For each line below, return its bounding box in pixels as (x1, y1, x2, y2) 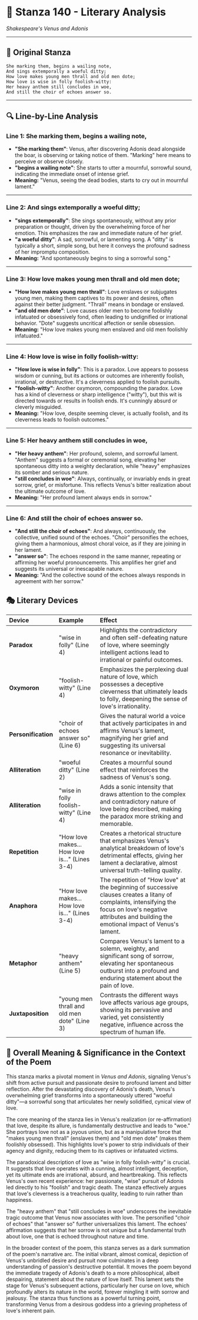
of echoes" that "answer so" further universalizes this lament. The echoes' (6, 1220, 187, 1227)
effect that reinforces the (100, 765, 169, 773)
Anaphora (9, 901, 38, 909)
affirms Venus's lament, (100, 726, 166, 734)
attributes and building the (100, 912, 173, 921)
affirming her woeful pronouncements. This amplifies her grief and (14, 558, 177, 566)
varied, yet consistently (100, 1013, 164, 1021)
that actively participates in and (100, 719, 187, 727)
